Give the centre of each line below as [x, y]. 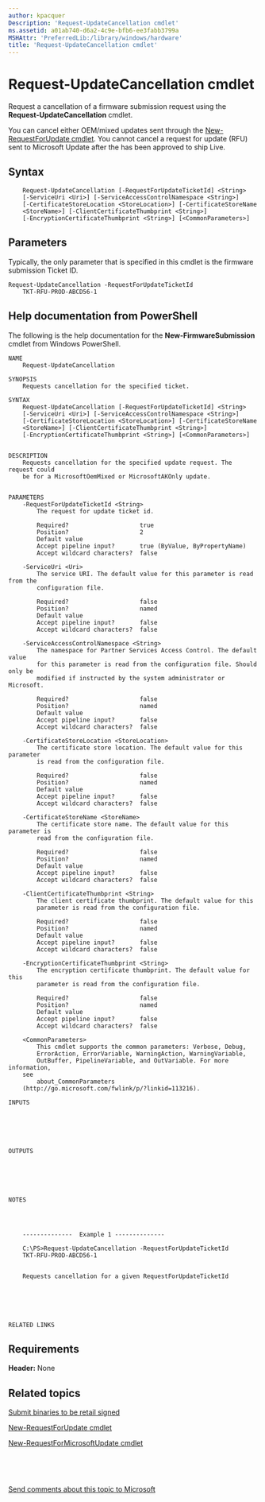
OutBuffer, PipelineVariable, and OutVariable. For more [132, 1061]
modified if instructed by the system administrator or [131, 678]
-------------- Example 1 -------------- [94, 1234]
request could [32, 470]
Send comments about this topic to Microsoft [82, 1489]
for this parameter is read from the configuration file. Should [147, 664]
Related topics [44, 1393]
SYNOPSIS [23, 379]
